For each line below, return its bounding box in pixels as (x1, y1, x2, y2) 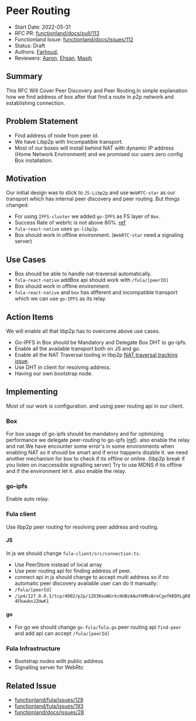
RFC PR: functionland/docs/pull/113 (14, 29, 99, 36)
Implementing (6, 387, 58, 397)
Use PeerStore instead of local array (14, 561, 102, 568)
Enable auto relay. (6, 495, 50, 502)
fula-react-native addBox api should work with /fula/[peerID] (14, 277, 169, 284)
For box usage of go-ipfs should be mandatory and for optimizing (6, 430, 164, 437)
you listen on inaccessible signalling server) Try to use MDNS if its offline (6, 461, 183, 468)
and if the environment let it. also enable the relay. (6, 468, 127, 475)
